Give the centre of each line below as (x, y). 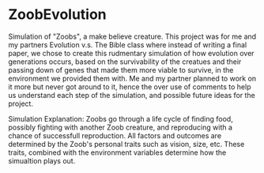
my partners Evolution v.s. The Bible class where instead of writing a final (128, 44)
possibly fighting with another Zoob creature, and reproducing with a (121, 127)
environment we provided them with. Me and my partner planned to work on (132, 78)
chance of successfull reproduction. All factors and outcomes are (115, 135)
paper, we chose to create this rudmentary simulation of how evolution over (131, 53)
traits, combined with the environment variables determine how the (117, 152)
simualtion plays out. (42, 160)
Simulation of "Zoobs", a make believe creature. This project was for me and (132, 36)
